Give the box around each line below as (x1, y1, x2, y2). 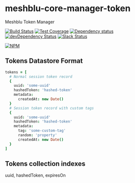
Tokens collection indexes (5, 159, 86, 168)
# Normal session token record (9, 74, 73, 79)
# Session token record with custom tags (9, 106, 94, 110)
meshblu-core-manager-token (5, 3, 131, 14)
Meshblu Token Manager (5, 19, 55, 25)
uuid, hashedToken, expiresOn (5, 172, 66, 178)
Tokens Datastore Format (5, 57, 83, 65)
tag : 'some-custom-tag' (17, 128, 66, 133)
